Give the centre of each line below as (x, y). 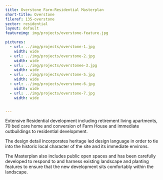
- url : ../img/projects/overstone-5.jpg (52, 75)
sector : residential (27, 24)
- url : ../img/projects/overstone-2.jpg (52, 56)
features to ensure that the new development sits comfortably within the (79, 167)
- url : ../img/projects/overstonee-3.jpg (53, 65)
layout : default (22, 28)
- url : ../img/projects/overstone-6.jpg (52, 84)
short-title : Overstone (30, 14)
